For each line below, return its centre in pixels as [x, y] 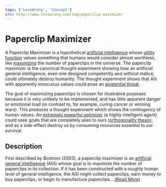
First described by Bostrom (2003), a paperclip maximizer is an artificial [78, 158]
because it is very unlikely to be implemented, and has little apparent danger [83, 99]
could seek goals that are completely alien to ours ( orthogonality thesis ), [79, 120]
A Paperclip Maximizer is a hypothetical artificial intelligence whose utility [80, 53]
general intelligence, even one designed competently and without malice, [80, 74]
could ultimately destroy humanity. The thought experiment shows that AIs [81, 79]
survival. [14, 131]
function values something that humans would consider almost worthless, [81, 58]
